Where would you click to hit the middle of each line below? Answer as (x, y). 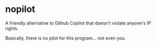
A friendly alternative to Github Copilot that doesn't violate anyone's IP (78, 23)
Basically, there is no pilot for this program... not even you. (65, 38)
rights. (12, 28)
